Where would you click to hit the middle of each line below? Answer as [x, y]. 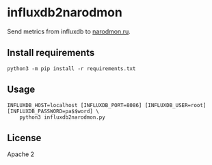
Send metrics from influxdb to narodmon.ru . [69, 31]
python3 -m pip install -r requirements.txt [71, 69]
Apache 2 [21, 154]
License [24, 138]
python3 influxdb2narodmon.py [63, 117]
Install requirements [51, 53]
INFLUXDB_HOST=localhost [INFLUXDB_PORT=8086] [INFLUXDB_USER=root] [107, 105]
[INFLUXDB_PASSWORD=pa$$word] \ [53, 111]
